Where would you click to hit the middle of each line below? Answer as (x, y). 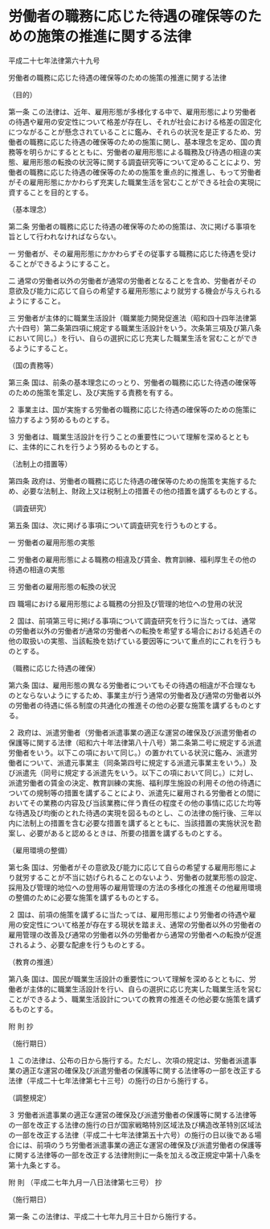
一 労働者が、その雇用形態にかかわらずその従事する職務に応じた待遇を (125, 254)
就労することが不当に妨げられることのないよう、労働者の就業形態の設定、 (138, 877)
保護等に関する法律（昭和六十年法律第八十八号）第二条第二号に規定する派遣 (135, 742)
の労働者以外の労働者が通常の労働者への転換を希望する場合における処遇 (128, 631)
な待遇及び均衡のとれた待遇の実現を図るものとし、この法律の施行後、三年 (131, 813)
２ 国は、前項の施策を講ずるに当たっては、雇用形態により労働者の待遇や (129, 914)
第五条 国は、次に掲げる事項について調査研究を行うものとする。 (115, 525)
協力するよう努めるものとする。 (61, 419)
